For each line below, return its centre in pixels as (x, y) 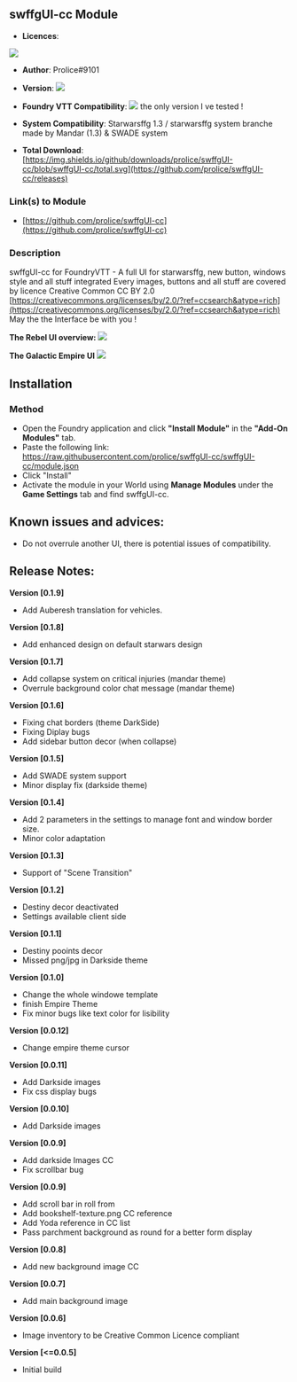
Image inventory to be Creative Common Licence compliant (130, 1335)
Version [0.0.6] (38, 1318)
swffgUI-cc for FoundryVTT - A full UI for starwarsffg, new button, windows (148, 272)
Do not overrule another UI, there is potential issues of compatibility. (147, 543)
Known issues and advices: (87, 522)
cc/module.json (51, 466)
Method (27, 409)
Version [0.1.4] (37, 802)
